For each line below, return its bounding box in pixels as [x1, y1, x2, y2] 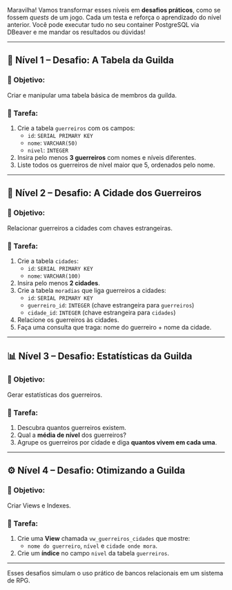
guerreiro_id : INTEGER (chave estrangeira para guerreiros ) [27, 301, 195, 309]
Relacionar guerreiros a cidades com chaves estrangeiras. [7, 224, 173, 232]
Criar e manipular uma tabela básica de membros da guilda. [7, 91, 177, 99]
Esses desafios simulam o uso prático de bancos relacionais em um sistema [7, 569, 224, 577]
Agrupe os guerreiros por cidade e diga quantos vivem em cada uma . [17, 438, 217, 446]
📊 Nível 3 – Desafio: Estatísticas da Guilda [7, 350, 193, 362]
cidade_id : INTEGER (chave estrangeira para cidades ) [27, 308, 176, 316]
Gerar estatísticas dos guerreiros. [7, 391, 102, 399]
